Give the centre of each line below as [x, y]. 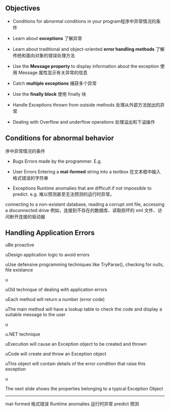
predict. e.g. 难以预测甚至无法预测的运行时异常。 [63, 194]
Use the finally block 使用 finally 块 [49, 94]
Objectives [23, 8]
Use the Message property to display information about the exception [86, 66]
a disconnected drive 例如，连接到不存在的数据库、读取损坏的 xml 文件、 [81, 210]
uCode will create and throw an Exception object [56, 354]
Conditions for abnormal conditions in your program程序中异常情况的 [84, 21]
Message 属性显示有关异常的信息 [53, 72]
